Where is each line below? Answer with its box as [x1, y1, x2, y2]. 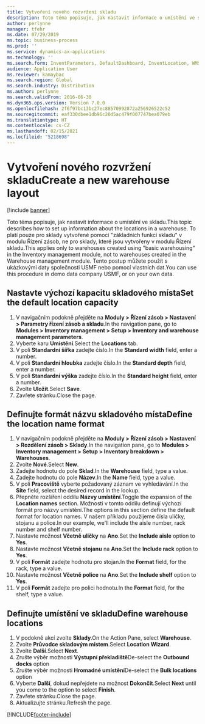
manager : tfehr [7, 26, 46, 32]
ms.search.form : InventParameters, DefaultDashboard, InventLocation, [7, 60, 190, 66]
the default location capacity [7, 298, 119, 308]
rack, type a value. [15, 565, 63, 572]
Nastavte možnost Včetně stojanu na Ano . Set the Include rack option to [15, 545, 198, 553]
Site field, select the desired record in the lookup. [15, 487, 140, 494]
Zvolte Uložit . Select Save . [15, 385, 82, 392]
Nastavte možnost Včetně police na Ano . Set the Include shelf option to [15, 571, 196, 579]
